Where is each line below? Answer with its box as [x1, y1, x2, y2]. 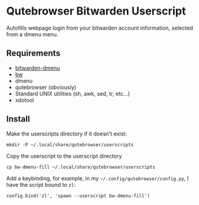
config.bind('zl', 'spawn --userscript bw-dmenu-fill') [6, 192, 150, 199]
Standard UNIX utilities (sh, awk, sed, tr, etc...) [15, 89, 130, 97]
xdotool [15, 96, 34, 103]
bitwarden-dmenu [15, 64, 60, 71]
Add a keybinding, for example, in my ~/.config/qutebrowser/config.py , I [6, 174, 189, 182]
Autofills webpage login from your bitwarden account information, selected [6, 24, 194, 31]
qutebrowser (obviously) [15, 83, 77, 91]
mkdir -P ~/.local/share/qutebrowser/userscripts [6, 142, 134, 148]
